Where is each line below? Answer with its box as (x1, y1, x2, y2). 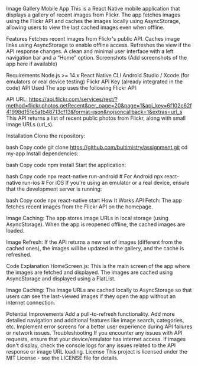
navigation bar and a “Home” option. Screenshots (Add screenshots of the (6, 54, 187, 61)
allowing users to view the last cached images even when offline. (6, 24, 165, 31)
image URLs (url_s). (6, 121, 54, 128)
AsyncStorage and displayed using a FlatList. (6, 275, 116, 282)
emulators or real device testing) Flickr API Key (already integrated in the (6, 78, 183, 85)
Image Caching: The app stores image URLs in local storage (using (6, 215, 168, 221)
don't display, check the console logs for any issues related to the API (6, 342, 176, 349)
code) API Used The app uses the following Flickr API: (6, 84, 138, 91)
